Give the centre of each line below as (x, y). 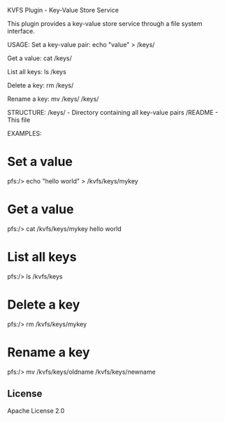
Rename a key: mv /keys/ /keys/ (53, 99)
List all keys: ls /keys (37, 72)
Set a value (40, 162)
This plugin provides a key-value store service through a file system (105, 23)
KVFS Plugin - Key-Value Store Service (63, 10)
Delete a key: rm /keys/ (41, 85)
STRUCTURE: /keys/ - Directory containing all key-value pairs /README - (113, 112)
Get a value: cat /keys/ (39, 58)
